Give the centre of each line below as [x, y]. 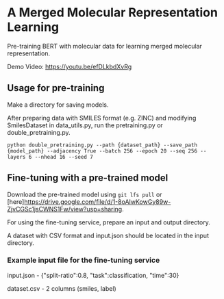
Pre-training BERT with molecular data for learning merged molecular [104, 46]
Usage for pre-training [56, 88]
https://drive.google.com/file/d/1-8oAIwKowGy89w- [97, 201]
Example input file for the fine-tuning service [84, 260]
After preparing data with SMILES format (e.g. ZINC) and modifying [102, 118]
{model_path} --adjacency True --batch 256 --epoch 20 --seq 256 [102, 151]
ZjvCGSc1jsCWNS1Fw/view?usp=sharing [65, 209]
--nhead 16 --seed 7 [64, 157]
